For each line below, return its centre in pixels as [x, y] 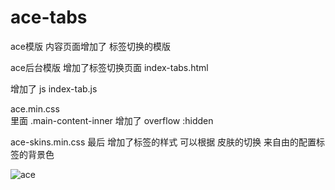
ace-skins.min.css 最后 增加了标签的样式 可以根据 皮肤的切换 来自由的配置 [163, 142]
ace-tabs [49, 17]
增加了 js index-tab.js [54, 88]
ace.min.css [35, 108]
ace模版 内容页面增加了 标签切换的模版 [90, 46]
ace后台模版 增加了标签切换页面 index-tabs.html [109, 67]
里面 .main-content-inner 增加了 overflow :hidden [112, 120]
